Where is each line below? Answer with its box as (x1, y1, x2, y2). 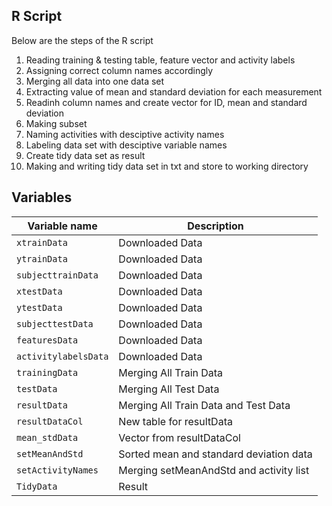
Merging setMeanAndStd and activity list (118, 463, 310, 477)
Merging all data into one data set (25, 75, 165, 87)
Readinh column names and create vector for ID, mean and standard (25, 96, 308, 108)
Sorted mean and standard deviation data (118, 447, 313, 461)
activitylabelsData (16, 350, 109, 362)
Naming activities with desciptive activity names (25, 128, 225, 140)
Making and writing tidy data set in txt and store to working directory (25, 160, 309, 172)
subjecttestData (16, 318, 94, 329)
